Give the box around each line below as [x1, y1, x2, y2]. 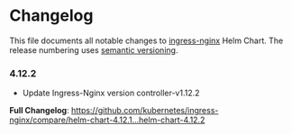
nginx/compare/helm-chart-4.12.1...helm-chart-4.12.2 [9, 114, 205, 126]
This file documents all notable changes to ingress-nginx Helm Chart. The [9, 35, 284, 46]
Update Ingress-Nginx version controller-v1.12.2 [22, 87, 200, 99]
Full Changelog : [9, 105, 69, 116]
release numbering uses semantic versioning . [9, 44, 178, 55]
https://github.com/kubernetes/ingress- [70, 105, 219, 116]
